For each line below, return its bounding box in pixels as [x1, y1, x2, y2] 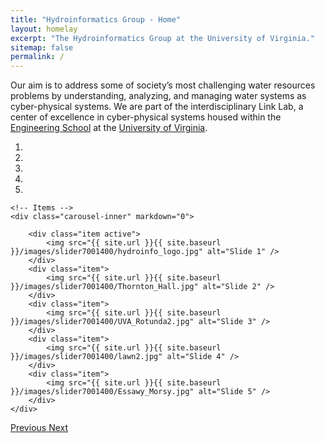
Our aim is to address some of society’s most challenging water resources [10, 79, 316, 91]
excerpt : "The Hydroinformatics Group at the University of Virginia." [10, 33, 315, 43]
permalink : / [10, 52, 65, 62]
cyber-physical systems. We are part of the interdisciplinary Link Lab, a [10, 101, 304, 113]
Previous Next [10, 422, 69, 434]
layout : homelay [10, 24, 78, 34]
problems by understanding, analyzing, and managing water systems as [10, 90, 307, 102]
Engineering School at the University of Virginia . [10, 122, 208, 134]
